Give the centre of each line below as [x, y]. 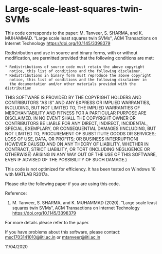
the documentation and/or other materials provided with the [73, 84]
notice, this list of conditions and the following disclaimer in [78, 80]
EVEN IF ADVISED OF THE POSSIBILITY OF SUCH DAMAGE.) [66, 159]
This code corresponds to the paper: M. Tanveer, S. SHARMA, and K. [74, 33]
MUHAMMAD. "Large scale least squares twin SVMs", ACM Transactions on [81, 38]
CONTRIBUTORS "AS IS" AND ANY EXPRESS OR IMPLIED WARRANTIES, [78, 102]
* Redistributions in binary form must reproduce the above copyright [78, 75]
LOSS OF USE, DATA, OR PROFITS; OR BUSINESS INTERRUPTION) [72, 139]
